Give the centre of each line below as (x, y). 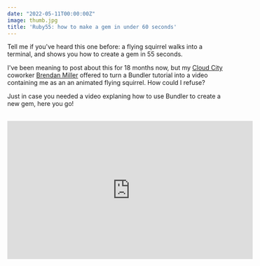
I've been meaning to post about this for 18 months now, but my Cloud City (115, 68)
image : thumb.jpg (33, 20)
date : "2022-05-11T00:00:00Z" (52, 14)
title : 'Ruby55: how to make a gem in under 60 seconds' (92, 27)
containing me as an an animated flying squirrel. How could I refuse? (106, 83)
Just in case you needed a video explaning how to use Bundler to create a (114, 96)
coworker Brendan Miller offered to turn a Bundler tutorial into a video (108, 75)
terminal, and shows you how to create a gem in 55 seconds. (95, 54)
